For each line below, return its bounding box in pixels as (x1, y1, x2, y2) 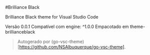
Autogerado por (17, 38, 50, 44)
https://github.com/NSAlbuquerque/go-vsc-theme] (19, 44, 124, 49)
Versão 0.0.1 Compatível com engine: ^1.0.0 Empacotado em (5, 23, 129, 29)
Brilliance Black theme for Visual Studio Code (5, 14, 98, 19)
